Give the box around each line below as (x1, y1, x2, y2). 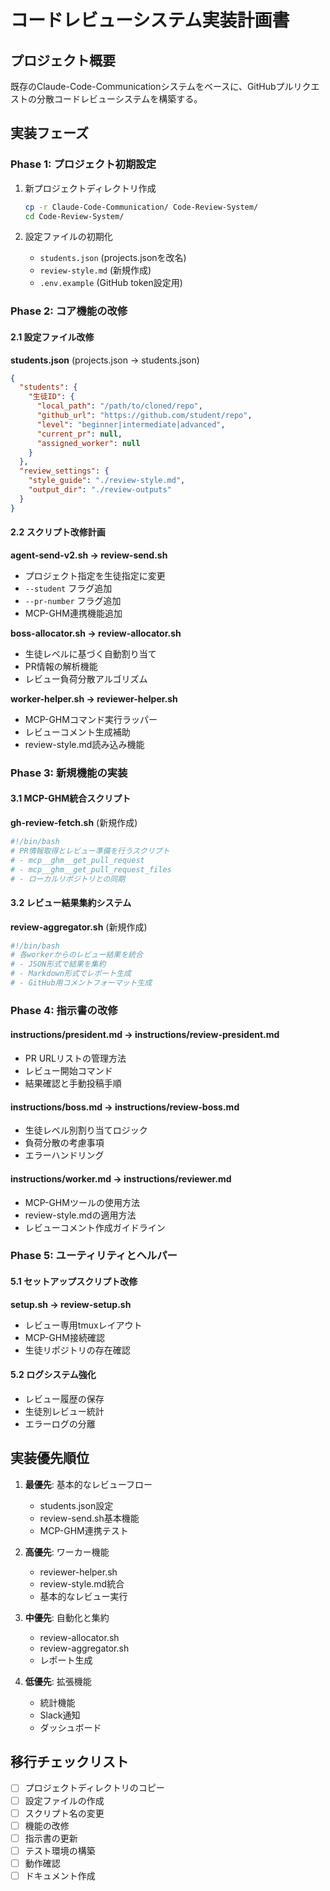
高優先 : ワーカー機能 (24, 1546, 110, 1558)
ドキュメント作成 (24, 1869, 96, 1881)
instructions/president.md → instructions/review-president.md (10, 1029, 280, 1041)
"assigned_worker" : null (36, 438, 141, 448)
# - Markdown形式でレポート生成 (10, 969, 132, 979)
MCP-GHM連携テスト (39, 1524, 129, 1536)
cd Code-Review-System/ (24, 211, 125, 221)
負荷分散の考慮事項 (24, 1137, 105, 1149)
